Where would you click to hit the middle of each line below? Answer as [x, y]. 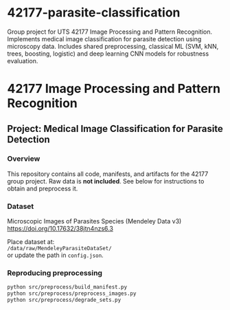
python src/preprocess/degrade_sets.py [64, 300]
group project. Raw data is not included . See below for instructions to [106, 181]
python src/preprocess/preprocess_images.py [72, 294]
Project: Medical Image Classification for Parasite [115, 129]
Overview [24, 159]
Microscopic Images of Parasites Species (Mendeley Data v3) [94, 221]
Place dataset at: [31, 242]
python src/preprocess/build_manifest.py [67, 287]
